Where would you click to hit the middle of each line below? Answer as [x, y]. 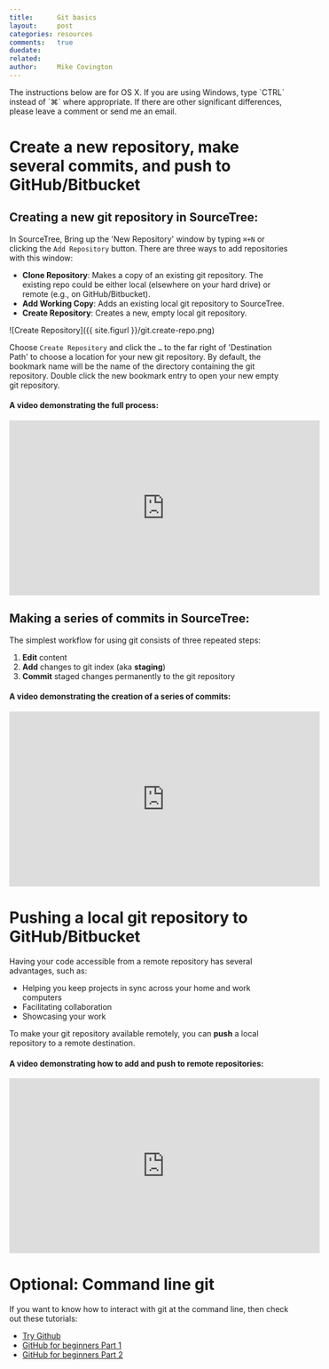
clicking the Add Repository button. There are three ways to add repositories [149, 248]
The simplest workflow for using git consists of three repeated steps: [135, 640]
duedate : [25, 51]
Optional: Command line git [112, 1285]
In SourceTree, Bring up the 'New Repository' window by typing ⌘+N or [137, 239]
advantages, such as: [48, 971]
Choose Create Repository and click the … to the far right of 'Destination [141, 347]
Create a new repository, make [124, 147]
